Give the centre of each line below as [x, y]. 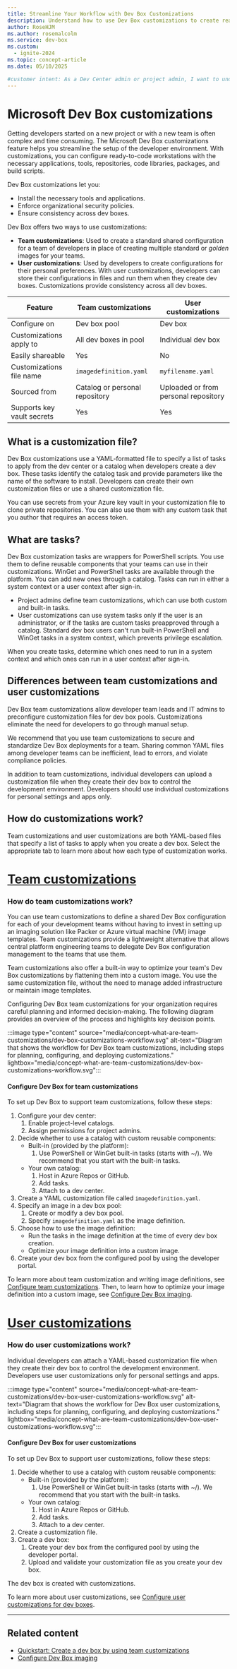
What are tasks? [44, 540]
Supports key [33, 408]
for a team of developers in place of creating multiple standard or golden [123, 249]
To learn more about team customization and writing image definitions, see [116, 1279]
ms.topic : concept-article [47, 60]
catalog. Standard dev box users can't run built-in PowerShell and [113, 630]
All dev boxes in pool [110, 340]
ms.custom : [23, 47]
